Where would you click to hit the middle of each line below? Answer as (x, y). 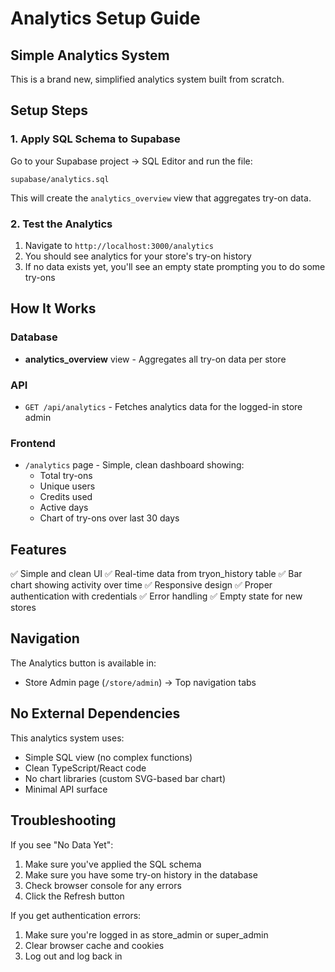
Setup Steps (49, 110)
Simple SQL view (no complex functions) (108, 757)
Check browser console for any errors (103, 885)
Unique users (67, 486)
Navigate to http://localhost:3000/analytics (119, 245)
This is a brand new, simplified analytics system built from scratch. (147, 79)
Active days (64, 508)
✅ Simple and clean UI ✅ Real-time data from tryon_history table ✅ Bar (156, 574)
